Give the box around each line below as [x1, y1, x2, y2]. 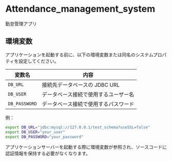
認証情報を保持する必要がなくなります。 [5, 150, 91, 156]
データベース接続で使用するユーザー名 [42, 90, 135, 98]
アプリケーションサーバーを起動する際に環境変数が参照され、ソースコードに [5, 144, 167, 150]
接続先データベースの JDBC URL [42, 81, 120, 88]
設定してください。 [18, 58, 59, 64]
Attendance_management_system [5, 3, 156, 15]
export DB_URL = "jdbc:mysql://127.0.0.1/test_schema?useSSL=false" [5, 125, 150, 130]
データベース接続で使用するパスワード [42, 100, 135, 107]
